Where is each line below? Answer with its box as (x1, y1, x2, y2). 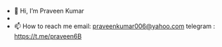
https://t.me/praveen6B (13, 32, 82, 40)
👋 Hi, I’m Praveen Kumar (13, 7, 84, 15)
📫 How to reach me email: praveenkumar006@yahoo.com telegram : (13, 22, 216, 30)
